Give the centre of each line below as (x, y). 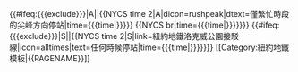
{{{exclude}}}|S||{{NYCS (55, 36)
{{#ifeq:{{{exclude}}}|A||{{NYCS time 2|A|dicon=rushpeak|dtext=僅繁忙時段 (149, 14)
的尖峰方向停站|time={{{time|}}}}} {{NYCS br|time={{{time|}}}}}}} (130, 25)
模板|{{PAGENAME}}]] (50, 58)
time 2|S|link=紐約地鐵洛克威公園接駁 (170, 36)
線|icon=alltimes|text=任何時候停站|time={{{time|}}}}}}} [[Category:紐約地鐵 (149, 47)
